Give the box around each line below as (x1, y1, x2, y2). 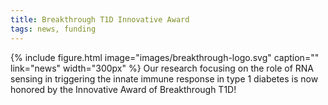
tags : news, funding (10, 24, 97, 34)
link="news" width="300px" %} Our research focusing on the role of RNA (10, 62, 315, 74)
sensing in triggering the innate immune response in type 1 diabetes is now (10, 72, 319, 85)
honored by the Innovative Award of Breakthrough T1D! (10, 83, 237, 95)
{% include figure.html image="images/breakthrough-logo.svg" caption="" (10, 51, 320, 63)
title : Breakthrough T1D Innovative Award (10, 14, 190, 25)
